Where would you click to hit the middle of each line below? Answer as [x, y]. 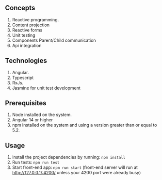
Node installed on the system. [42, 115]
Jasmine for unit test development [46, 88]
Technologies [26, 61]
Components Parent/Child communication [54, 40]
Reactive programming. [35, 19]
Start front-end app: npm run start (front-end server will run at [75, 167]
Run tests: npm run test [36, 163]
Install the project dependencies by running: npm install [69, 157]
